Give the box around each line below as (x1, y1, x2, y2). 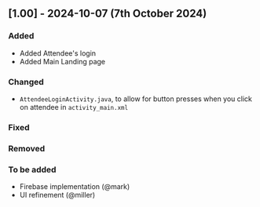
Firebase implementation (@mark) (19, 182, 130, 191)
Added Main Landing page (19, 56, 106, 66)
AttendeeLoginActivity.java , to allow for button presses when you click (19, 94, 253, 103)
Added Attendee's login (19, 48, 97, 58)
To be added (8, 164, 57, 175)
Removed (8, 143, 46, 154)
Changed (8, 76, 45, 87)
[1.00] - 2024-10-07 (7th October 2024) (8, 7, 207, 20)
